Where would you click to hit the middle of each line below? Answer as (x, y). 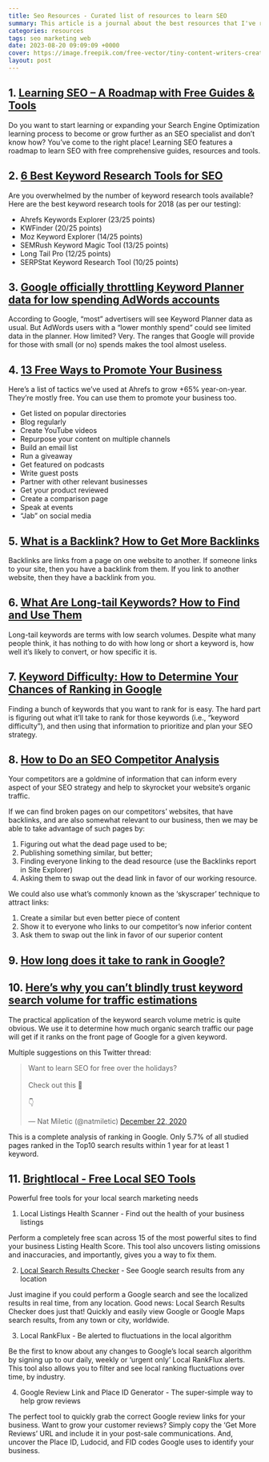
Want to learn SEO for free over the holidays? (102, 1068)
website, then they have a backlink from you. (82, 577)
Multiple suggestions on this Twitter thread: (80, 1052)
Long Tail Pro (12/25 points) (65, 253)
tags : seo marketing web (50, 38)
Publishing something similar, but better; (86, 853)
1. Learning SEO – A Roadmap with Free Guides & (131, 93)
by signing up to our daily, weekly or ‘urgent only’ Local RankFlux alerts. (127, 1360)
